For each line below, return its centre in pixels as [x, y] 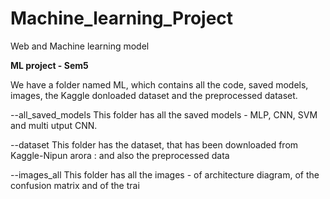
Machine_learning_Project [122, 18]
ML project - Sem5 [49, 65]
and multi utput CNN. [54, 125]
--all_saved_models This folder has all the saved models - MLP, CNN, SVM [164, 114]
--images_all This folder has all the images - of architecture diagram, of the [165, 174]
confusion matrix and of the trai [75, 185]
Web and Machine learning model [80, 46]
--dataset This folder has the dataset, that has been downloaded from [154, 144]
